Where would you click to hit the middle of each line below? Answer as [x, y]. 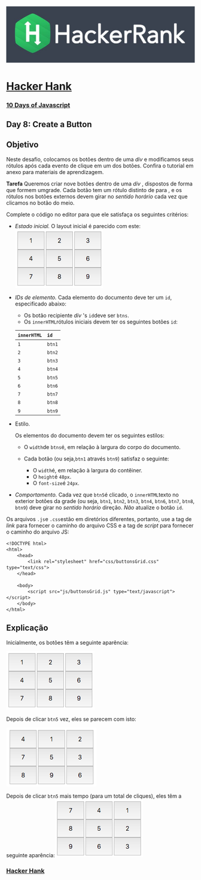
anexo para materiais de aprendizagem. [55, 172]
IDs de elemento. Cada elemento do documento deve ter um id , [93, 297]
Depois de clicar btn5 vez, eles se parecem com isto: [71, 719]
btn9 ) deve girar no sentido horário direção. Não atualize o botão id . [99, 508]
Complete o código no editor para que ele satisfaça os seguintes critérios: [98, 214]
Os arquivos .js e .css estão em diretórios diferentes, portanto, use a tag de [99, 519]
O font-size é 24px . [56, 483]
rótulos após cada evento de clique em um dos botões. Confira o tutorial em [100, 166]
